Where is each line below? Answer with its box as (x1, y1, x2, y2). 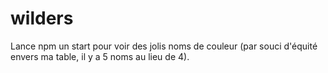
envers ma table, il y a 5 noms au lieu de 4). (10, 50, 190, 62)
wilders (10, 7, 74, 30)
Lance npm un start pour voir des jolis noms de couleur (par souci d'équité (10, 40, 318, 52)
